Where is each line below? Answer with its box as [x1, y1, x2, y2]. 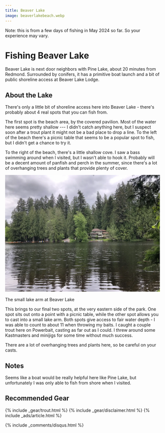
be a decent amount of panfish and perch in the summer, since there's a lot [5, 160, 158, 166]
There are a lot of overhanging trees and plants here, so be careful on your [5, 342, 156, 348]
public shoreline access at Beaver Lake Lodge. [5, 77, 100, 82]
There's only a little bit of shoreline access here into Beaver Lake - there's [5, 104, 155, 110]
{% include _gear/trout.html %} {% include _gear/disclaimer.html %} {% [5, 407, 150, 413]
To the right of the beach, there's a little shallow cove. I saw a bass [5, 150, 140, 156]
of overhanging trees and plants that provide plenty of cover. [5, 165, 128, 171]
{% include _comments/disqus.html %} [5, 422, 84, 428]
